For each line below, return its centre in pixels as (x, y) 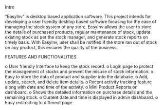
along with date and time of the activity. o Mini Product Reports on (71, 87)
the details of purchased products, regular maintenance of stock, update (78, 32)
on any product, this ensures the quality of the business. (62, 47)
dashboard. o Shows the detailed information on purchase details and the (79, 92)
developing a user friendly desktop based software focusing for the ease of (81, 22)
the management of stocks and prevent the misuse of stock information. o (79, 72)
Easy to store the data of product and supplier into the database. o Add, (77, 77)
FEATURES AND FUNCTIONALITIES (41, 57)
